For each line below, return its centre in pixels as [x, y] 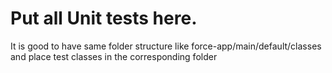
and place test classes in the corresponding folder [114, 56]
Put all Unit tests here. [104, 18]
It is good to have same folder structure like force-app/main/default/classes [166, 46]
